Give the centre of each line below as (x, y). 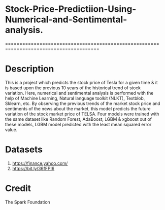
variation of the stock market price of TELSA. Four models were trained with (82, 114)
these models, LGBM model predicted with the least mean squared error (78, 124)
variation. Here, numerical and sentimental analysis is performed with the (79, 93)
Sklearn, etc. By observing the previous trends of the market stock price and (83, 103)
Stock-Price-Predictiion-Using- (71, 9)
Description (30, 69)
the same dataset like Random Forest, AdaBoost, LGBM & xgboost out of (78, 119)
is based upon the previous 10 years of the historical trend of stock (73, 88)
